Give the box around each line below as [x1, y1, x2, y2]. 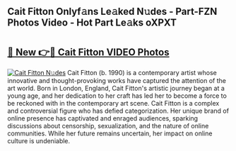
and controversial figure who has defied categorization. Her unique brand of [7, 106, 230, 115]
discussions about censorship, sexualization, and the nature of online [7, 122, 209, 130]
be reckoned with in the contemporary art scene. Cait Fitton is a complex [7, 99, 220, 107]
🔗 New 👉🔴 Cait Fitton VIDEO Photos [7, 46, 170, 58]
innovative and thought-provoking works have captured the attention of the [7, 77, 227, 84]
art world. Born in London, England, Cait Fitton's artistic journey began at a [7, 84, 225, 92]
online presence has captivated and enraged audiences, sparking [7, 114, 199, 123]
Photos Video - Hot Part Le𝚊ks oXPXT [7, 17, 177, 29]
